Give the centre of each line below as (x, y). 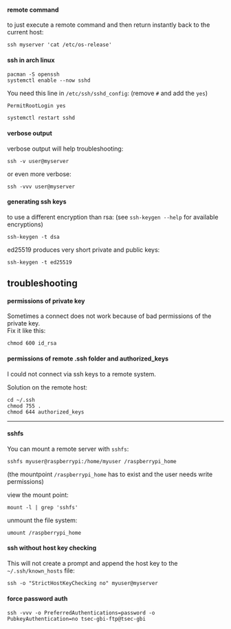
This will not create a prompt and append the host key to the (92, 564)
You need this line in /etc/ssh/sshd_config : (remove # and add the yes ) (108, 94)
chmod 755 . (24, 406)
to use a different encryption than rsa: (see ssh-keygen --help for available (113, 217)
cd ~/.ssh (21, 400)
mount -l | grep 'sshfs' (43, 507)
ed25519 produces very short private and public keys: (84, 249)
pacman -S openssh (33, 75)
